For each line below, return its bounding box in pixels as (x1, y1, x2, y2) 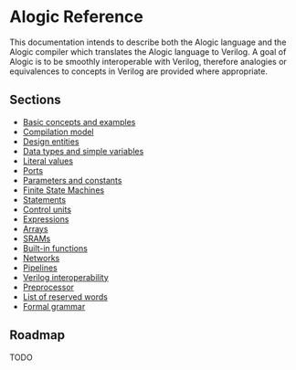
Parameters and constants (22, 174, 122, 185)
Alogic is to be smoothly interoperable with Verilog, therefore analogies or (9, 56, 288, 67)
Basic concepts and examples (22, 116, 136, 127)
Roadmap (9, 327, 66, 344)
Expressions (22, 213, 69, 225)
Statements (22, 194, 67, 205)
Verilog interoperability (22, 271, 110, 282)
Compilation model (22, 126, 94, 137)
